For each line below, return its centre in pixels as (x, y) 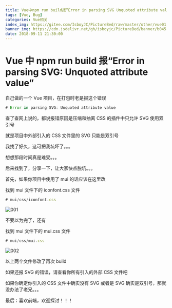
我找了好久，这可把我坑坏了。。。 (39, 146)
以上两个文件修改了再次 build (36, 261)
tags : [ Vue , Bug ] (24, 15)
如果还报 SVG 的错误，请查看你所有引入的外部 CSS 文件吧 (66, 272)
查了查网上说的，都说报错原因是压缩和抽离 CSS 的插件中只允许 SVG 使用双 (84, 118)
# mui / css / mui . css (25, 241)
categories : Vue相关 (26, 20)
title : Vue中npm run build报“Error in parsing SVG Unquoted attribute (82, 10)
